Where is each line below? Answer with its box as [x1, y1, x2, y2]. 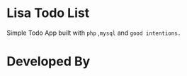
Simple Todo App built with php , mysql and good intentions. [6, 28, 181, 37]
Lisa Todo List [6, 5, 90, 21]
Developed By [6, 53, 91, 70]
